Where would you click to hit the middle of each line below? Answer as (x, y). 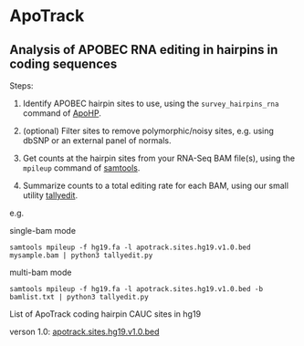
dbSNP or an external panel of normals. (97, 141)
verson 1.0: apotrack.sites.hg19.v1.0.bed (84, 331)
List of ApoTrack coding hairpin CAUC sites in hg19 (105, 314)
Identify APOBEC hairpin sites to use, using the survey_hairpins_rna (151, 103)
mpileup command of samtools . (81, 168)
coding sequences (63, 63)
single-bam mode (42, 231)
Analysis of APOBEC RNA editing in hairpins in (144, 50)
